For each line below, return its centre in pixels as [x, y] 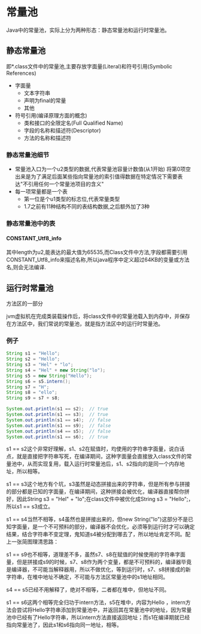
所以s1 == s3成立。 [30, 506]
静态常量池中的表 [31, 224]
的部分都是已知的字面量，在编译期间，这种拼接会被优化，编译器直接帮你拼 [98, 491]
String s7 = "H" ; [28, 387]
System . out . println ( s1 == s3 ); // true [57, 415]
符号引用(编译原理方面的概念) [51, 115]
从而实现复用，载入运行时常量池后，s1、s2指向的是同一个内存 [103, 464]
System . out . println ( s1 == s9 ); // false [59, 425]
